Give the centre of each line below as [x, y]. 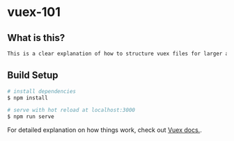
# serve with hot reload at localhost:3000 [71, 110]
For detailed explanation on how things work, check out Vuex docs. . [104, 130]
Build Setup [33, 75]
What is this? [36, 38]
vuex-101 [34, 12]
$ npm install [28, 98]
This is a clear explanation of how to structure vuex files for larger [115, 53]
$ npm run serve [31, 117]
